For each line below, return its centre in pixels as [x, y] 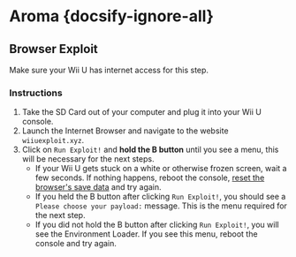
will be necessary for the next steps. [88, 159]
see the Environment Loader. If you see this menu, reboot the [146, 234]
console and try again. [76, 244]
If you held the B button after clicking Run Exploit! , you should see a [160, 197]
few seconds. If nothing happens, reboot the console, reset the [150, 178]
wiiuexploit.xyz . [53, 140]
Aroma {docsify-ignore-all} [112, 16]
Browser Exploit [54, 49]
